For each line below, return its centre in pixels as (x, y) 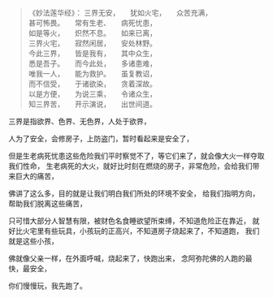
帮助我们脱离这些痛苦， (48, 203)
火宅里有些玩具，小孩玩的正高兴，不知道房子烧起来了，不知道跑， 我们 (141, 231)
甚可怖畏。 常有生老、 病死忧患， (92, 23)
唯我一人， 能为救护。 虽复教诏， (92, 73)
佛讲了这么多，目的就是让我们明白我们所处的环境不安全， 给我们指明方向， (134, 193)
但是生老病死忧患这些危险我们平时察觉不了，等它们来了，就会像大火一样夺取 (136, 156)
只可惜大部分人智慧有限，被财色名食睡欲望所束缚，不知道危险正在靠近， (129, 221)
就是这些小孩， (33, 241)
